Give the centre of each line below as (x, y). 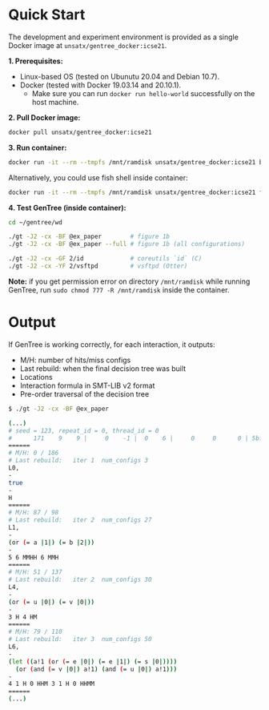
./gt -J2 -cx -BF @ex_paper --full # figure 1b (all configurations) (127, 244)
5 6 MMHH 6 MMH (34, 557)
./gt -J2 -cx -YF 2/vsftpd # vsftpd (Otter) (98, 266)
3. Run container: (38, 147)
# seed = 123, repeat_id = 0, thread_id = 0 (84, 430)
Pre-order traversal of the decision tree (84, 393)
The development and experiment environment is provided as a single (123, 37)
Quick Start (47, 15)
